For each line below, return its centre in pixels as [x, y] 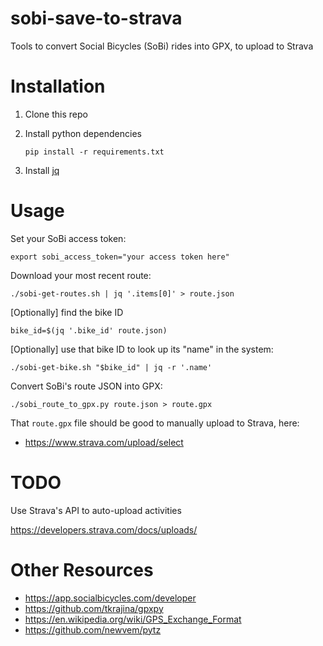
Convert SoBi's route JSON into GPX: [86, 386]
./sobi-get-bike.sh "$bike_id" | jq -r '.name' [111, 367]
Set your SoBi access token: [68, 238]
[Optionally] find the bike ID [67, 312]
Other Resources [82, 569]
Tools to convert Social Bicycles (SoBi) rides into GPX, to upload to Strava [162, 46]
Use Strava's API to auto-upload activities [96, 510]
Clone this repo [56, 114]
